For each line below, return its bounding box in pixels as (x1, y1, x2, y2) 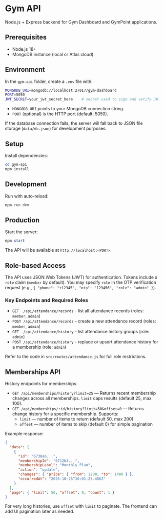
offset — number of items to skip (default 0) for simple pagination (19, 421, 153, 427)
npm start (5, 239, 25, 243)
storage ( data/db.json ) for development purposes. (5, 125, 107, 132)
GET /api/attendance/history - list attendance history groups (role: (12, 329, 150, 335)
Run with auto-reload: (5, 193, 49, 199)
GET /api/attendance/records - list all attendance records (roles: (12, 308, 144, 314)
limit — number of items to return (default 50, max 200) (19, 416, 134, 422)
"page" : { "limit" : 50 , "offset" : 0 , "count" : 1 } (9, 490, 115, 495)
